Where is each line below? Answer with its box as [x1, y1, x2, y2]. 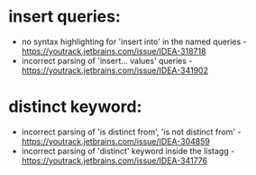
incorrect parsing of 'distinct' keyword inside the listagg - [21, 145, 235, 156]
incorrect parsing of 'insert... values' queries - [21, 55, 193, 66]
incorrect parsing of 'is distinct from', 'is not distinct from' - [21, 126, 242, 137]
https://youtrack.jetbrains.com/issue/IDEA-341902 [21, 65, 209, 76]
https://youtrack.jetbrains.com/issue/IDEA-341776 [21, 155, 208, 166]
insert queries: [8, 6, 121, 27]
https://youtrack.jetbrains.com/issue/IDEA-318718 [21, 45, 206, 56]
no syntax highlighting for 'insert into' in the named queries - [21, 36, 247, 47]
